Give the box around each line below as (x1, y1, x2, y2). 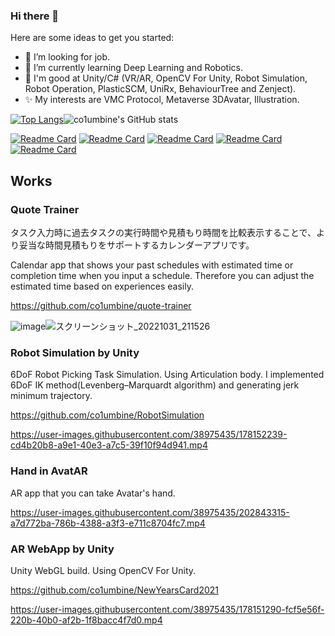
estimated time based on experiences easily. (10, 280, 194, 292)
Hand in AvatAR (10, 464, 88, 478)
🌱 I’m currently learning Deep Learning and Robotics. (24, 62, 243, 74)
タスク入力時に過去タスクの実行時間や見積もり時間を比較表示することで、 (10, 226, 317, 238)
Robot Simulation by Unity (10, 345, 140, 359)
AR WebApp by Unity (10, 542, 115, 556)
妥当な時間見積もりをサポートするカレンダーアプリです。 (18, 239, 255, 251)
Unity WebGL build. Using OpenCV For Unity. (10, 564, 197, 576)
